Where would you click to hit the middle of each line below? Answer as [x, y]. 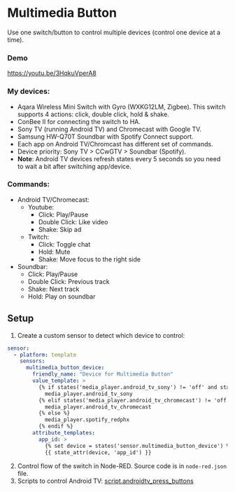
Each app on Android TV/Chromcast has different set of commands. [115, 144]
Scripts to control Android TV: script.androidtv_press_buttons [105, 481]
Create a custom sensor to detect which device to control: [101, 335]
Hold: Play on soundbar [62, 296]
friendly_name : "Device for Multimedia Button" [103, 374]
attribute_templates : [64, 433]
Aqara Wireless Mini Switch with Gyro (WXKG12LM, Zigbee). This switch [121, 107]
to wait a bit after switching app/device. [74, 166]
